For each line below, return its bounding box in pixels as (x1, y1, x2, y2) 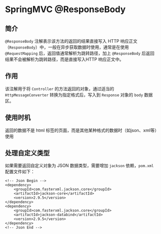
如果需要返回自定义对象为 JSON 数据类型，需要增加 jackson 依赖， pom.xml (5, 163, 154, 168)
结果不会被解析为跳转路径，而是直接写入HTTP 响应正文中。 (5, 56, 124, 62)
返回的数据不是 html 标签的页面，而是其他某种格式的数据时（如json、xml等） (5, 127, 157, 133)
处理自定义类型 (5, 149, 50, 157)
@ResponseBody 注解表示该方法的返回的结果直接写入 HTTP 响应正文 (5, 38, 138, 44)
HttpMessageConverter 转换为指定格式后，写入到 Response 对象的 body (5, 92, 143, 98)
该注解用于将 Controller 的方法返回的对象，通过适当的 (5, 85, 114, 91)
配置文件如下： (5, 169, 35, 175)
